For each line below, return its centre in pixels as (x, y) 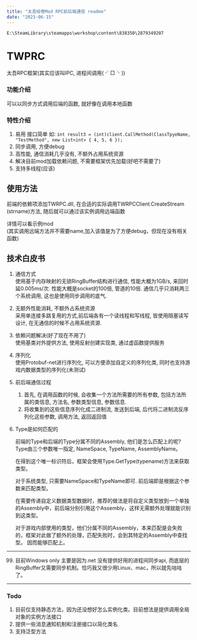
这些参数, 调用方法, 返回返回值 (70, 416)
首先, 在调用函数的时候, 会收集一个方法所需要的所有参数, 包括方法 (103, 394)
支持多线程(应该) (35, 169)
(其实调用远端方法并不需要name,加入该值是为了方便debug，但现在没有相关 (97, 231)
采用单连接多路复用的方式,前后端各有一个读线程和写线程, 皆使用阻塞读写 (102, 315)
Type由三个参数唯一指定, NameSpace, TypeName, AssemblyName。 (98, 449)
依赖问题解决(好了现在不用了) (51, 335)
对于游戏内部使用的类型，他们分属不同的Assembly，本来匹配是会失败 (99, 528)
